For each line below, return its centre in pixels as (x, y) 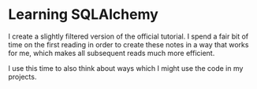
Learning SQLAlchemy (84, 15)
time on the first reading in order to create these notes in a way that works (128, 44)
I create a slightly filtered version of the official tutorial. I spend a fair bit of (128, 36)
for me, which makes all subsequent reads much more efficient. (112, 53)
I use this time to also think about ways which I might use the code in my (126, 68)
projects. (22, 76)
